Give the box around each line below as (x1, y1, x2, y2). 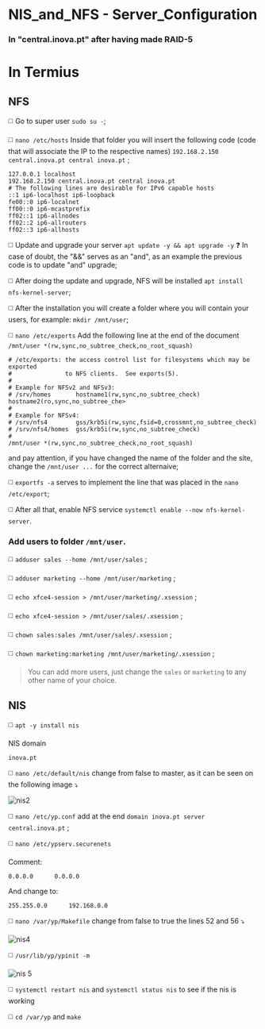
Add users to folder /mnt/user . (8, 536, 126, 547)
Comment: (8, 857, 43, 867)
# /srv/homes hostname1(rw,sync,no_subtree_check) (8, 391, 201, 399)
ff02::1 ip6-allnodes (8, 212, 80, 220)
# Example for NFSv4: (8, 411, 80, 420)
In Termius (8, 64, 79, 81)
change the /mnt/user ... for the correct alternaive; (8, 462, 179, 472)
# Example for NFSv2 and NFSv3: (8, 383, 115, 392)
